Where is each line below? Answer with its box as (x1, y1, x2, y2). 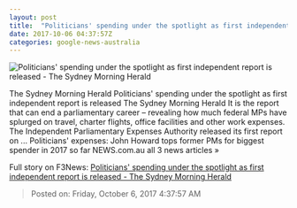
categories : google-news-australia (9, 37, 141, 47)
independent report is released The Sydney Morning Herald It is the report (9, 98, 280, 109)
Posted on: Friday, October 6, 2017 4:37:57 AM (30, 189, 202, 199)
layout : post (9, 12, 57, 22)
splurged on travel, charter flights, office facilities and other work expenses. (9, 117, 286, 127)
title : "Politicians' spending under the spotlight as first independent (9, 21, 291, 30)
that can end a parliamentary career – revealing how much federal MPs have (9, 107, 287, 118)
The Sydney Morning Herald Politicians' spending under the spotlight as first (9, 89, 287, 99)
